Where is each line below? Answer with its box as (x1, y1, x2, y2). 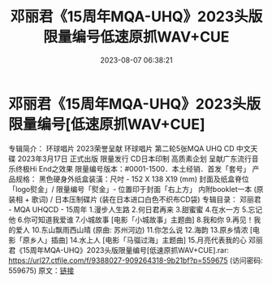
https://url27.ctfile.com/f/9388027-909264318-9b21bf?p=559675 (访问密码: (8, 255, 264, 265)
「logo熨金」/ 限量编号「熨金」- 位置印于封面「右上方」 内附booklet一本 (8, 184, 253, 194)
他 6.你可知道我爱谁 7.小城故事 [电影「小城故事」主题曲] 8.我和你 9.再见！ (8, 215, 254, 224)
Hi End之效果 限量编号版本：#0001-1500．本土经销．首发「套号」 (29, 163, 251, 173)
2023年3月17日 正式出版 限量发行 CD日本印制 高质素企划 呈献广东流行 (17, 154, 252, 163)
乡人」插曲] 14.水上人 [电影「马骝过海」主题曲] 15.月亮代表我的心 (29, 235, 248, 245)
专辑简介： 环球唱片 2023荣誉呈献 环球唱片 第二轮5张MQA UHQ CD (8, 143, 235, 153)
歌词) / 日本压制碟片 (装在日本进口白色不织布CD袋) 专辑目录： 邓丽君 (31, 194, 261, 204)
